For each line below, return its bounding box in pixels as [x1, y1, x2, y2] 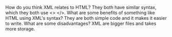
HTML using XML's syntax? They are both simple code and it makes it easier [5, 15, 167, 21]
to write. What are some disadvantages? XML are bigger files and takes [5, 20, 157, 26]
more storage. [5, 26, 35, 32]
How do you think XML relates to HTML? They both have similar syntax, [5, 5, 157, 10]
